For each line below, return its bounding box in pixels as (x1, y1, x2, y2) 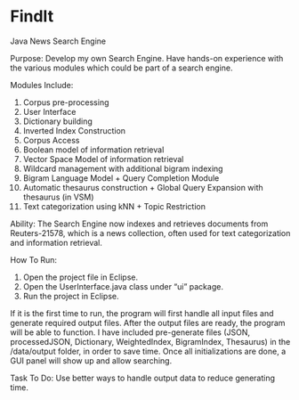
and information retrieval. (10, 237, 103, 248)
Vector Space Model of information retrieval (22, 153, 184, 164)
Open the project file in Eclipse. (22, 272, 139, 282)
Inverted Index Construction (22, 125, 126, 135)
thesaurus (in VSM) (22, 192, 94, 202)
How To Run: (10, 254, 57, 265)
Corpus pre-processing (22, 96, 109, 108)
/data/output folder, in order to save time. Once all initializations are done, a (10, 346, 287, 356)
